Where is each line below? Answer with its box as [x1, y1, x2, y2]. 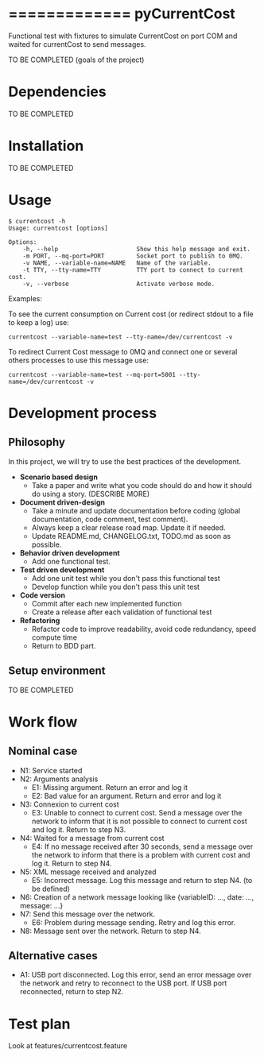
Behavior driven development [19, 548, 121, 557]
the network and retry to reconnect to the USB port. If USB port [19, 978, 227, 988]
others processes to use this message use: [8, 355, 149, 365]
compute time [31, 633, 78, 642]
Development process [8, 404, 157, 422]
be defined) [31, 884, 70, 893]
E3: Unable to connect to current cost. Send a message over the [31, 807, 243, 817]
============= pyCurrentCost [8, 5, 236, 23]
